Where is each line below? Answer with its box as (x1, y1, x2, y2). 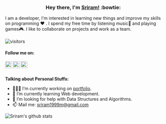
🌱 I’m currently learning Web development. (12, 91, 100, 97)
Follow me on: (5, 50, 35, 56)
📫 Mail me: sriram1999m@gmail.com (12, 101, 89, 108)
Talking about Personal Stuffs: (5, 76, 69, 82)
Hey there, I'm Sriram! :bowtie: (45, 4, 121, 11)
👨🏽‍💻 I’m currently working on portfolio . (12, 85, 92, 91)
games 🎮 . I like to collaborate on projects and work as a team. (5, 26, 132, 32)
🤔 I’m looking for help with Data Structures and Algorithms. (12, 96, 132, 102)
